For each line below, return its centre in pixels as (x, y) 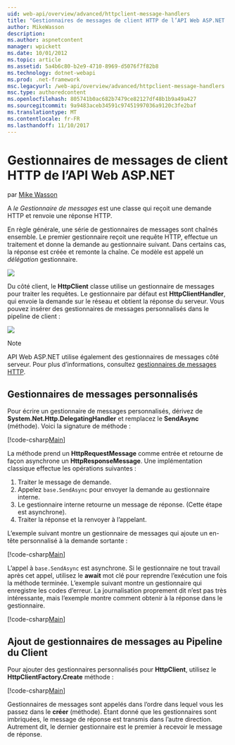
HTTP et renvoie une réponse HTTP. (60, 216)
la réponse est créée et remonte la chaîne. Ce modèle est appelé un (106, 252)
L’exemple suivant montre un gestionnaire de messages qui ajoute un (107, 533)
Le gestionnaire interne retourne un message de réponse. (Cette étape (120, 504)
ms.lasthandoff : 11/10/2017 (49, 125)
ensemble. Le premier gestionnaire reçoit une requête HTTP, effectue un (113, 237)
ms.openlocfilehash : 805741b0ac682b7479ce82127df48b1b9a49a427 (102, 99)
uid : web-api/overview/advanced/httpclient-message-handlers (99, 14)
